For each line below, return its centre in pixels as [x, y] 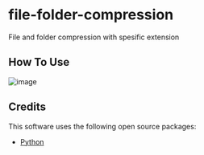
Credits [27, 107]
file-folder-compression [91, 15]
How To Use [39, 62]
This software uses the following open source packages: [102, 126]
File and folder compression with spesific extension [94, 37]
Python [32, 141]
